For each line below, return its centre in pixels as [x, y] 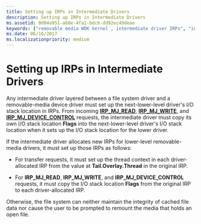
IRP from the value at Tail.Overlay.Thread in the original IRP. [113, 165]
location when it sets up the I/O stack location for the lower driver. [87, 130]
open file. [18, 214]
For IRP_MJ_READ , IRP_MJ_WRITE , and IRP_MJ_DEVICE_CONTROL [99, 177]
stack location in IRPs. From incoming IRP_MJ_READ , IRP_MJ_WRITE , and [98, 111]
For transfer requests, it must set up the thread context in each [92, 159]
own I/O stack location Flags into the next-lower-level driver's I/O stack [94, 124]
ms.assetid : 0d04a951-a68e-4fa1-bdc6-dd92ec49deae [71, 23]
